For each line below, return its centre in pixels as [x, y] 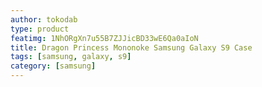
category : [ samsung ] [53, 66]
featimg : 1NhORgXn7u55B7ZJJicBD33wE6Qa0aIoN [104, 38]
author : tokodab [44, 19]
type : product [40, 29]
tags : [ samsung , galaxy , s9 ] [71, 57]
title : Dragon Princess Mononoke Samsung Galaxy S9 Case [131, 47]
